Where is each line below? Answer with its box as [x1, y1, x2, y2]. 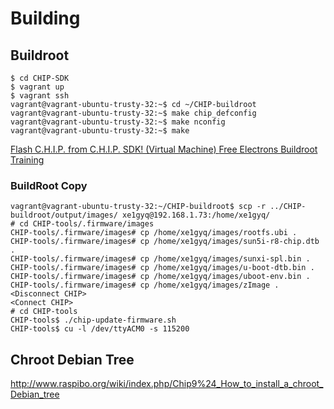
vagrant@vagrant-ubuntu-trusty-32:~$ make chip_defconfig [10, 108, 257, 118]
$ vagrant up [10, 82, 65, 92]
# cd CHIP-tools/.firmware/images [10, 219, 155, 229]
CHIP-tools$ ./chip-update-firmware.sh [10, 315, 177, 326]
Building [10, 7, 81, 30]
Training [10, 154, 45, 166]
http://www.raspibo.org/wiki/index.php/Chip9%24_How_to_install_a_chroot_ [10, 378, 324, 390]
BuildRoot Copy [10, 178, 88, 192]
